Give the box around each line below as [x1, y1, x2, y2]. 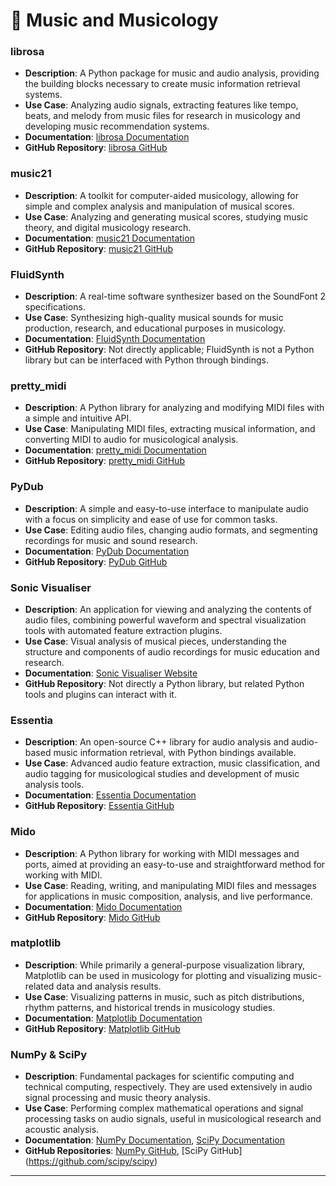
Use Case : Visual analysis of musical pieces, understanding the [24, 635, 287, 647]
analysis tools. [24, 779, 85, 791]
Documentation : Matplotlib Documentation [24, 1012, 203, 1024]
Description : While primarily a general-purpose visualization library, [24, 959, 306, 971]
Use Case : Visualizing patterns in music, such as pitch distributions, [24, 990, 305, 1003]
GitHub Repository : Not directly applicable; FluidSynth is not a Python [24, 344, 315, 356]
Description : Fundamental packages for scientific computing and [24, 1070, 295, 1083]
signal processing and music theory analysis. [24, 1092, 211, 1104]
